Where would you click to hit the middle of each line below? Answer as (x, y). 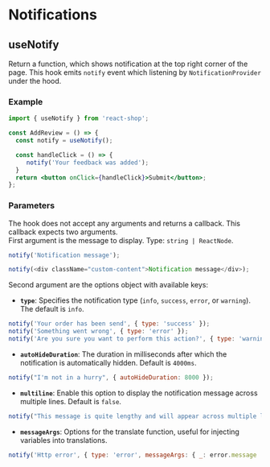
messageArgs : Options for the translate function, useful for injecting (129, 432)
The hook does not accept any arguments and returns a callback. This (125, 223)
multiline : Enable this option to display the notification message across (139, 393)
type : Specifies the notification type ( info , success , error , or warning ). (135, 300)
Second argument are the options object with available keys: (108, 285)
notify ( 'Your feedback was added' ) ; (88, 163)
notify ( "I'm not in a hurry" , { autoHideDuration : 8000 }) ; (111, 377)
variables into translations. (63, 440)
